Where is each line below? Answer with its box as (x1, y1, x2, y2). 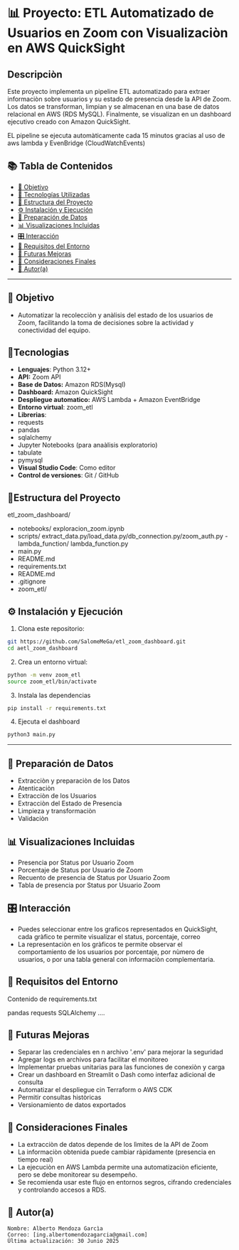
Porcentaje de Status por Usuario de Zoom (17, 865, 144, 874)
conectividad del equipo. (17, 326, 91, 334)
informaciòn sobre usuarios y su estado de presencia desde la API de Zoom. (7, 95, 231, 103)
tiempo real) (17, 1155, 53, 1164)
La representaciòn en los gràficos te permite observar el (17, 940, 183, 948)
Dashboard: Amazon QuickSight (17, 388, 113, 396)
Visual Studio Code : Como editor (17, 463, 116, 472)
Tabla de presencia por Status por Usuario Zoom (17, 881, 161, 889)
